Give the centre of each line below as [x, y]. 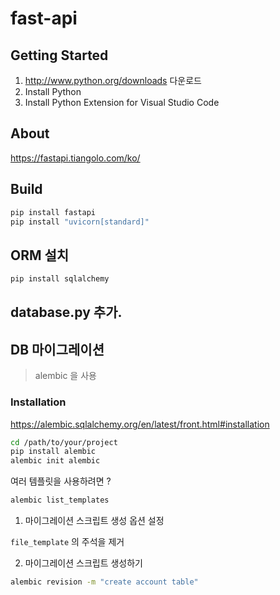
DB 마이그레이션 [57, 349]
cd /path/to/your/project [64, 442]
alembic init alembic [55, 461]
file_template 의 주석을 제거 [67, 542]
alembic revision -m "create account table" [104, 582]
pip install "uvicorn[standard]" [80, 222]
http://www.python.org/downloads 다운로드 [113, 80]
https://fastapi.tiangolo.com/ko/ [75, 158]
